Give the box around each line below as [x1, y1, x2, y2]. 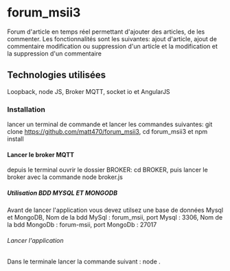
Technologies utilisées [7, 69, 106, 81]
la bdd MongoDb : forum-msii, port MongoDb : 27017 [7, 221, 157, 229]
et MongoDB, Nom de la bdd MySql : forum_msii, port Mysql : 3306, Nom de [7, 213, 223, 222]
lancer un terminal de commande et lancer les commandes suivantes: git [7, 120, 213, 128]
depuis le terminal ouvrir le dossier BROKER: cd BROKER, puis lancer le [7, 166, 208, 174]
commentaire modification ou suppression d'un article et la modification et [7, 42, 218, 50]
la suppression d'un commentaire [7, 49, 102, 58]
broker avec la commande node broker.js [7, 173, 124, 181]
